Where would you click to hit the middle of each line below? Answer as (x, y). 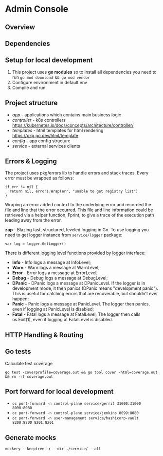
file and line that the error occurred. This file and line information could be (79, 210)
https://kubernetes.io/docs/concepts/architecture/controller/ (73, 125)
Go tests (18, 352)
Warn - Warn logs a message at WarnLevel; (56, 268)
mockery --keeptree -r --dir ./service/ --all (53, 449)
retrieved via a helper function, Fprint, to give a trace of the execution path (80, 215)
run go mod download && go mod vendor (51, 77)
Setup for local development (49, 60)
